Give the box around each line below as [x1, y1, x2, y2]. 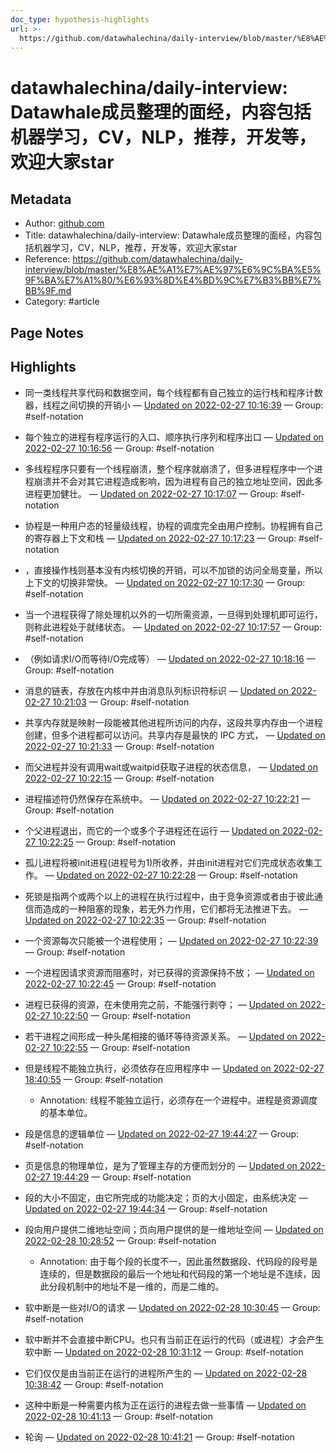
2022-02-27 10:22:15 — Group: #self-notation [24, 772, 215, 784]
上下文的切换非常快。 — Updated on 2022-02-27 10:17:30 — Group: [24, 576, 306, 588]
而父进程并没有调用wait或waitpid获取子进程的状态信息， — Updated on [24, 761, 319, 773]
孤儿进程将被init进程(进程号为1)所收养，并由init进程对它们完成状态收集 [24, 856, 314, 868]
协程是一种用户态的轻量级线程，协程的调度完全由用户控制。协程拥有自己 [24, 519, 323, 531]
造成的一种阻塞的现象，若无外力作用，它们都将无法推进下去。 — [42, 902, 308, 915]
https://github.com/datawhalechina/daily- [72, 253, 244, 265]
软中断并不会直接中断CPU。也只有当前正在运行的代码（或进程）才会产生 [24, 1333, 325, 1345]
